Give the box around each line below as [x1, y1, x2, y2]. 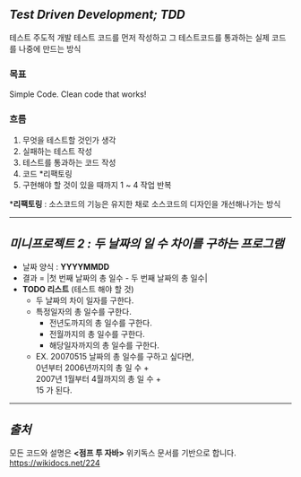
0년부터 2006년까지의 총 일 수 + [35, 362, 150, 373]
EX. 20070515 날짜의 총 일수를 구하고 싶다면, [35, 351, 194, 362]
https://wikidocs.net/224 [9, 457, 100, 469]
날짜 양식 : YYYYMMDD [21, 262, 110, 273]
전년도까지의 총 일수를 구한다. [48, 317, 152, 328]
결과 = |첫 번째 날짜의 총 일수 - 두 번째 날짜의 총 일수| [21, 273, 208, 283]
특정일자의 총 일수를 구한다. [35, 307, 132, 317]
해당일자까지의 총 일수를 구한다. [48, 340, 159, 351]
